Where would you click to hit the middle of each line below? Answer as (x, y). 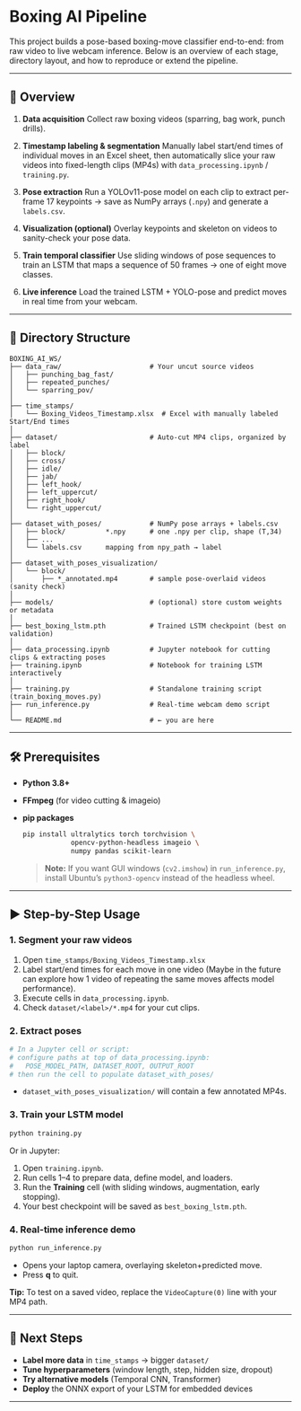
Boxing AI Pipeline (78, 17)
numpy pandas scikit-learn (121, 851)
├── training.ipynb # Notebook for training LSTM (136, 665)
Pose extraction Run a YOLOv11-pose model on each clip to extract (146, 191)
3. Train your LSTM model (66, 1115)
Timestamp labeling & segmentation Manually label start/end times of (153, 146)
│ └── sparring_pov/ (52, 390)
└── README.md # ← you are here (112, 720)
